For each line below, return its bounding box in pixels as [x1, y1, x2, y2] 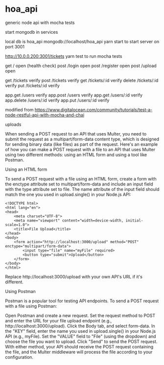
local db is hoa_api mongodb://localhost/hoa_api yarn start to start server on [5, 38, 160, 45]
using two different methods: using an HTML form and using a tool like [5, 152, 147, 158]
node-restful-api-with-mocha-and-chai [5, 112, 85, 118]
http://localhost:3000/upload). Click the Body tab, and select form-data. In [5, 323, 155, 329]
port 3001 [5, 44, 24, 49]
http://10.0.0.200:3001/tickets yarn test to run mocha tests [5, 53, 122, 59]
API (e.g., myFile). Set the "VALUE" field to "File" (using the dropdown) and [5, 333, 156, 339]
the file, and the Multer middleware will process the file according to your [5, 349, 153, 355]
